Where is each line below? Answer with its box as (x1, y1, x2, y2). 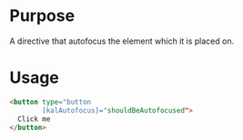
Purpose (9, 5, 76, 26)
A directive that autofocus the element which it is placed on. (9, 35, 235, 46)
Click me (17, 115, 51, 124)
